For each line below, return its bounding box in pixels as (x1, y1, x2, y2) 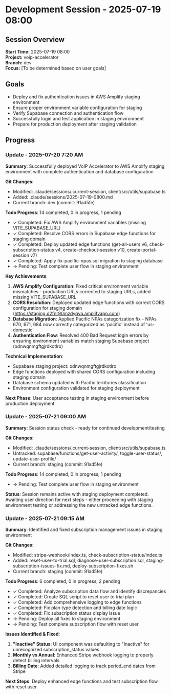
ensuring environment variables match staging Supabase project (12, 337, 149, 344)
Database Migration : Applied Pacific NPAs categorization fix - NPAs (12, 315, 157, 322)
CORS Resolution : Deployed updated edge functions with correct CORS (12, 299, 165, 306)
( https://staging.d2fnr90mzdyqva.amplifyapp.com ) (12, 310, 120, 316)
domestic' (12, 327, 34, 333)
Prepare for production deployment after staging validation (12, 121, 137, 127)
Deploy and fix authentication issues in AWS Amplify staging (12, 94, 140, 100)
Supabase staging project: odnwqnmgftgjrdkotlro (12, 363, 117, 369)
